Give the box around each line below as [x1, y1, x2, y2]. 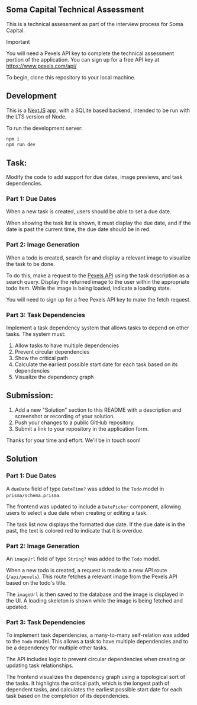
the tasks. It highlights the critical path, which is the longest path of [6, 680, 170, 687]
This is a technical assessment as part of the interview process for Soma [6, 20, 183, 27]
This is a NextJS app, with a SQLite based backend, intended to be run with [6, 107, 190, 114]
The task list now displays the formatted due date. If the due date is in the [6, 521, 186, 528]
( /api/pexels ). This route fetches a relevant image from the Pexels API [6, 573, 177, 580]
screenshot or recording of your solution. [14, 412, 115, 419]
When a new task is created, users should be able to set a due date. [6, 208, 172, 215]
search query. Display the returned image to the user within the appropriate [6, 278, 190, 285]
